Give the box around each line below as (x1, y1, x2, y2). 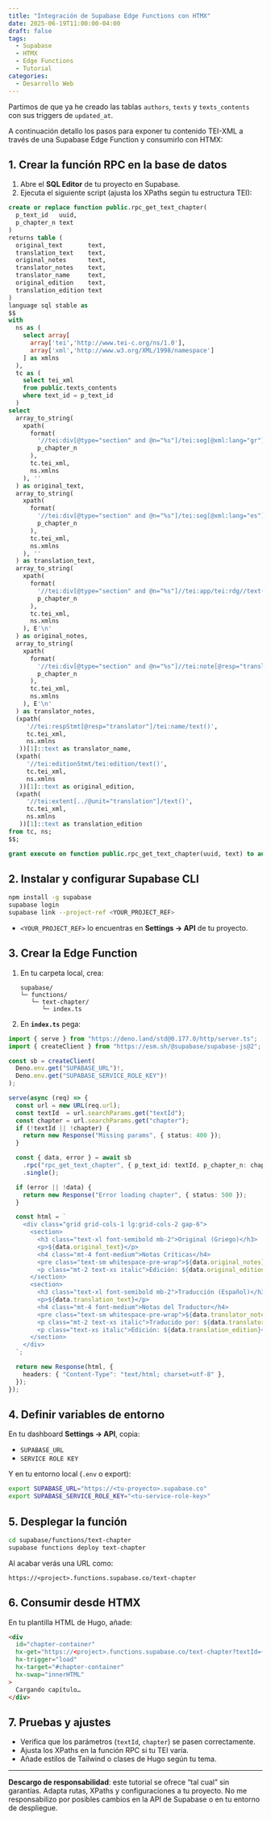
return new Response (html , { (15, 1363, 114, 1371)
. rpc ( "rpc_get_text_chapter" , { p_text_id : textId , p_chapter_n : (23, 1161, 248, 1169)
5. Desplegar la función (8, 1515, 127, 1528)
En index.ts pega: (19, 1019, 81, 1029)
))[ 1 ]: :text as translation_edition (19, 820, 143, 829)
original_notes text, (15, 256, 106, 264)
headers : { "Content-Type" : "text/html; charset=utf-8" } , (23, 1370, 226, 1379)
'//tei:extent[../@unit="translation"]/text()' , (26, 797, 194, 805)
